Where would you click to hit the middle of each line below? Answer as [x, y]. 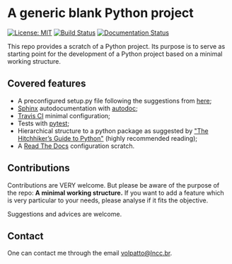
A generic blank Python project [101, 13]
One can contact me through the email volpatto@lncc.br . [90, 253]
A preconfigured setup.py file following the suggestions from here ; [115, 101]
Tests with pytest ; [43, 123]
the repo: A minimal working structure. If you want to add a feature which [116, 193]
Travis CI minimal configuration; [64, 115]
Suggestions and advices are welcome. [65, 214]
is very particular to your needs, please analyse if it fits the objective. [108, 200]
